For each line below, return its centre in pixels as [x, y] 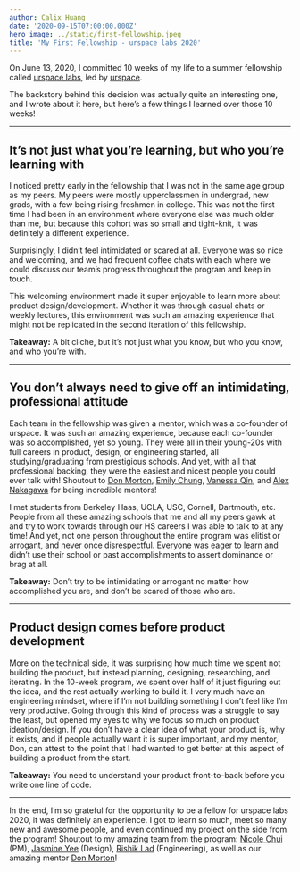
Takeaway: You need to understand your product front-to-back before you [147, 775]
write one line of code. [50, 784]
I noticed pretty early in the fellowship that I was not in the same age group [147, 186]
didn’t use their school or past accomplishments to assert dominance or [142, 554]
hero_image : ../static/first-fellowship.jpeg [95, 34]
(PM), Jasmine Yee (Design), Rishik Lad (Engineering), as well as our [135, 848]
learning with [47, 164]
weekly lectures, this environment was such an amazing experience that [142, 315]
